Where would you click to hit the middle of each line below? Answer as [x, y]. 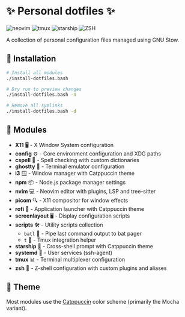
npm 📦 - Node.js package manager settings [70, 182]
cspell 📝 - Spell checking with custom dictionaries [77, 160]
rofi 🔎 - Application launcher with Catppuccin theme [80, 209]
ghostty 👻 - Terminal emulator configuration [70, 166]
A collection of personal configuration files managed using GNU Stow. [93, 40]
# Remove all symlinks [35, 106]
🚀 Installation [31, 59]
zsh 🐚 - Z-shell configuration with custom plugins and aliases [91, 268]
